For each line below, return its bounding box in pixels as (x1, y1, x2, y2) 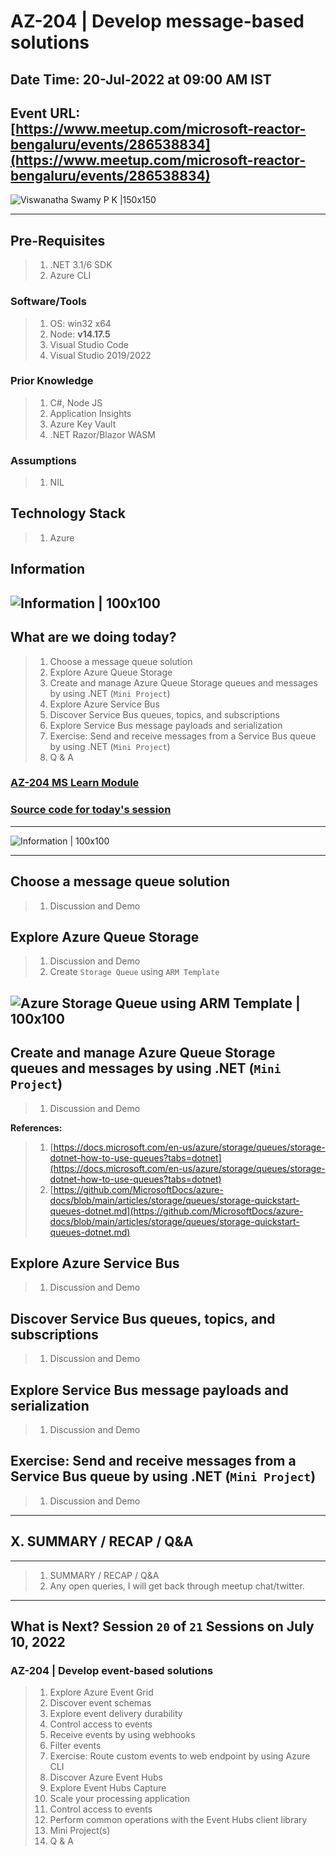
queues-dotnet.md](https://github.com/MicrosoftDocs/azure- (49, 1205, 304, 1217)
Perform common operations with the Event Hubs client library (49, 1814, 308, 1826)
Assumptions (10, 453, 77, 467)
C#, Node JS (49, 396, 103, 409)
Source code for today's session (10, 803, 172, 817)
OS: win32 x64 (49, 317, 112, 329)
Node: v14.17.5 (49, 328, 111, 340)
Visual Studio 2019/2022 (49, 349, 152, 361)
